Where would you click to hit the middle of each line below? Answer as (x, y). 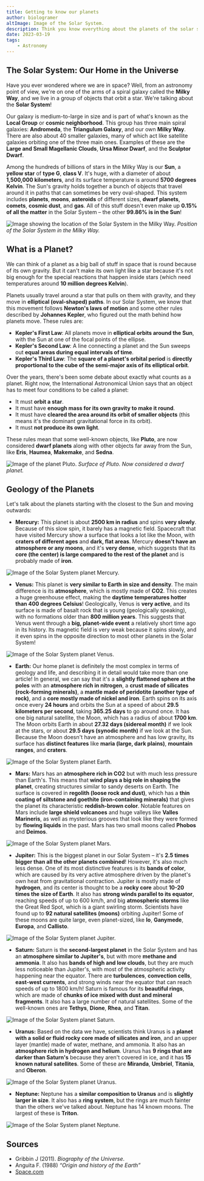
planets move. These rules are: (45, 321)
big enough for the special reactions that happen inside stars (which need (99, 277)
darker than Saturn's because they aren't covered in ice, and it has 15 (103, 1058)
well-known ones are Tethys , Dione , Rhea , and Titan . (82, 1008)
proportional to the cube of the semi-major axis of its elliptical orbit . (102, 365)
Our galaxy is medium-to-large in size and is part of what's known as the (97, 116)
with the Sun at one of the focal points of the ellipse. (80, 339)
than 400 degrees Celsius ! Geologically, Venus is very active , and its (102, 604)
